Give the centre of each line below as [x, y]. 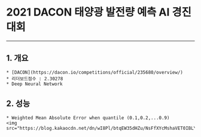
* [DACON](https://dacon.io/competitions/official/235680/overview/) [95, 72]
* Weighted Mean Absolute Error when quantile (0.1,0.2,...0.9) [88, 118]
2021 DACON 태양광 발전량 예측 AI [88, 12]
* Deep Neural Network [34, 84]
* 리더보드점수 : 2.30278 [35, 79]
